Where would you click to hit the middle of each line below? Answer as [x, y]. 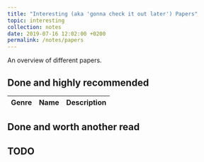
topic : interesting [36, 21]
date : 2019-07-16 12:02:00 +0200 [57, 34]
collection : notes [34, 27]
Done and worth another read [74, 127]
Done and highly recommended [78, 82]
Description [86, 102]
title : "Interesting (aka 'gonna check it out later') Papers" [103, 14]
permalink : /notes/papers [45, 40]
